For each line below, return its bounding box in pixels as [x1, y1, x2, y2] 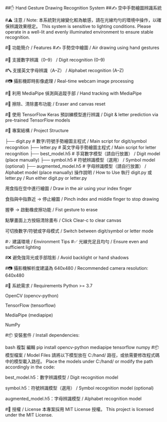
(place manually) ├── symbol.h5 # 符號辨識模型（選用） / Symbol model [5, 157, 155, 163]
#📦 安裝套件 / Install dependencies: [5, 332, 80, 338]
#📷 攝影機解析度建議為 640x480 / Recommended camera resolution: [5, 265, 148, 271]
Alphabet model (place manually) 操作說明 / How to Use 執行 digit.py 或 [5, 170, 152, 175]
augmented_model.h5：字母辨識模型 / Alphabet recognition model [5, 395, 141, 401]
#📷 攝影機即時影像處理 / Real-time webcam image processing [5, 78, 134, 84]
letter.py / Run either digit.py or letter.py [5, 175, 87, 181]
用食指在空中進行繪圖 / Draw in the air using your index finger [5, 185, 132, 191]
